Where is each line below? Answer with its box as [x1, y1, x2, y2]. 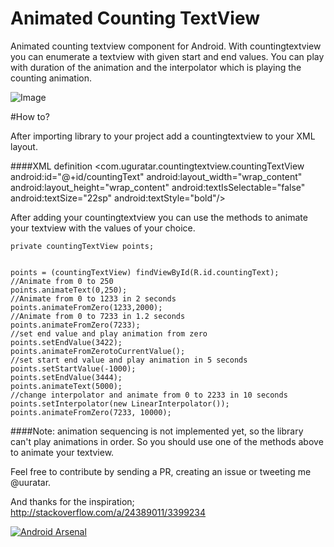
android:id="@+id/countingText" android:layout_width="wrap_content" [10, 170, 303, 182]
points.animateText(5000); [10, 381, 123, 391]
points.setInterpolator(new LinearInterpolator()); [10, 398, 230, 409]
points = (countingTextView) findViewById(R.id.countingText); [10, 267, 280, 277]
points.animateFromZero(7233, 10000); [10, 407, 172, 417]
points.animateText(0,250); [10, 285, 128, 295]
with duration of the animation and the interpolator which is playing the [10, 61, 302, 73]
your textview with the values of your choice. [10, 222, 196, 234]
